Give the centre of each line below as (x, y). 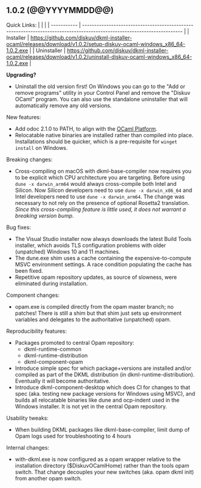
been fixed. (29, 270)
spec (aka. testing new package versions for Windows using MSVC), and (105, 393)
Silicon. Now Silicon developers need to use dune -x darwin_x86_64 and (103, 190)
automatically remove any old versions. (63, 106)
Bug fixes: (19, 227)
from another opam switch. (48, 478)
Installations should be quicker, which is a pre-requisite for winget (96, 141)
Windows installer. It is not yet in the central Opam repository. (91, 406)
